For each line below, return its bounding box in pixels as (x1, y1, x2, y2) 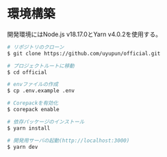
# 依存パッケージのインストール (7, 118, 85, 125)
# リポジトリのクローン (7, 44, 64, 51)
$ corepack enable (7, 106, 60, 113)
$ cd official (7, 69, 48, 76)
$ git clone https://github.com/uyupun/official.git (7, 50, 161, 57)
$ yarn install (7, 124, 51, 132)
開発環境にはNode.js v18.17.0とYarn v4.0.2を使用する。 (7, 30, 162, 38)
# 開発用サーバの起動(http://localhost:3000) (7, 137, 130, 144)
